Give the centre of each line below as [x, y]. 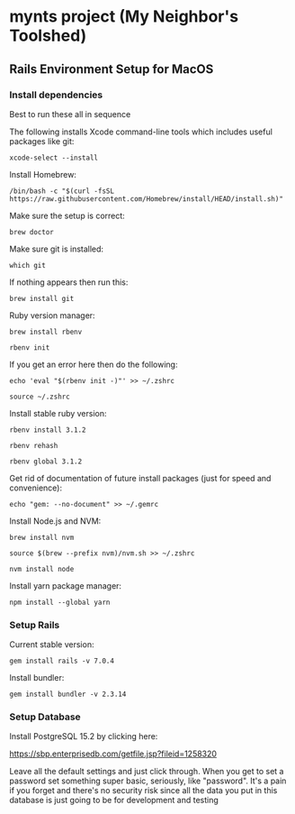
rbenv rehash [34, 445]
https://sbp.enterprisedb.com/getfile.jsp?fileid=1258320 [113, 754]
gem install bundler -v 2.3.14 [68, 695]
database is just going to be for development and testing [114, 800]
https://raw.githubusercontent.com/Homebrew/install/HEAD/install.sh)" [146, 199]
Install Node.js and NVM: [55, 521]
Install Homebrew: [43, 174]
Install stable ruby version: [58, 413]
